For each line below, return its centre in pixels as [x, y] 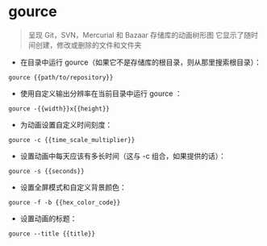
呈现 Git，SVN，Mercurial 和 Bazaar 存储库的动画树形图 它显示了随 [140, 35]
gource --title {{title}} [52, 233]
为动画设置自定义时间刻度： [66, 124]
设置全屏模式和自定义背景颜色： [73, 187]
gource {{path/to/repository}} [61, 77]
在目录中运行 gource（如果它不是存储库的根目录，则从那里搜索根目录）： [141, 62]
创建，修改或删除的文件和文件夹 [88, 45]
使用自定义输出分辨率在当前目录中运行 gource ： [101, 93]
